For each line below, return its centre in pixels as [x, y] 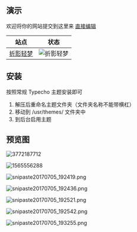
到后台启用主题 [33, 119]
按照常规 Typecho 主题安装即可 [44, 92]
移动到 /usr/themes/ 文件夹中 [50, 112]
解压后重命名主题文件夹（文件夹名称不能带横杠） [74, 104]
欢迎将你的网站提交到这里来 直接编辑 [51, 26]
